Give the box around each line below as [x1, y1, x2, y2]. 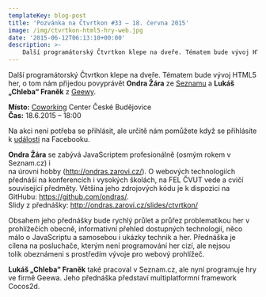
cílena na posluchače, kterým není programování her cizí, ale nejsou [8, 241, 230, 250]
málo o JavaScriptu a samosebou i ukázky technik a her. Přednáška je [8, 233, 236, 242]
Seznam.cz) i [8, 158, 51, 167]
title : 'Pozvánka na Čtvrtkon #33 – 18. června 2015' [8, 19, 190, 27]
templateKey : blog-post [8, 11, 87, 20]
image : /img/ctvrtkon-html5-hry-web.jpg [8, 26, 144, 34]
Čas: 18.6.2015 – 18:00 [8, 111, 82, 120]
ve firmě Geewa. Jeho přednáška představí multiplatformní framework [8, 273, 237, 282]
